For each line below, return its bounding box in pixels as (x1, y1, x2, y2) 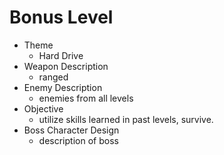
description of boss (38, 134, 119, 146)
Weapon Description (23, 60, 109, 72)
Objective (23, 102, 64, 115)
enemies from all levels (38, 92, 134, 104)
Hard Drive (38, 49, 84, 61)
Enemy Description (23, 81, 103, 93)
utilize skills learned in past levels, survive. (38, 113, 214, 125)
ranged (38, 71, 69, 83)
